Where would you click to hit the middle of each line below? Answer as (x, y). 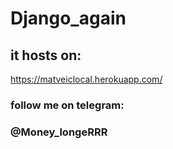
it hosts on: (46, 55)
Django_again (68, 18)
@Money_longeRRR (59, 132)
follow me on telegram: (67, 105)
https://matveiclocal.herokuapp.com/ (86, 79)
